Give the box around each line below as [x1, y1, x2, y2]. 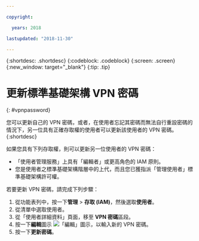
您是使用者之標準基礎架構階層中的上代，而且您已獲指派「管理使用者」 [14, 166, 188, 173]
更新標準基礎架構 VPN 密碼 [6, 86, 139, 100]
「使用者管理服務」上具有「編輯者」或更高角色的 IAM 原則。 [14, 158, 164, 165]
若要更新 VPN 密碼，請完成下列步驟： [6, 186, 99, 193]
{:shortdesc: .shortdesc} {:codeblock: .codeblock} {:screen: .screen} [6, 57, 176, 65]
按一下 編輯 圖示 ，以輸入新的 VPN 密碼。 [14, 221, 152, 228]
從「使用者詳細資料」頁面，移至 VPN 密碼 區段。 [14, 213, 134, 221]
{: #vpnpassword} [6, 106, 51, 114]
